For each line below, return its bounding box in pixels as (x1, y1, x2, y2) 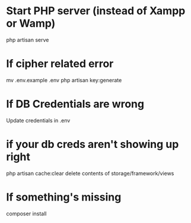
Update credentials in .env (6, 117, 71, 124)
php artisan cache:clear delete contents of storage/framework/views (6, 170, 174, 177)
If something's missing (6, 190, 122, 203)
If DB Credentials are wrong (6, 98, 144, 111)
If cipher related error (6, 57, 114, 70)
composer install (6, 210, 47, 217)
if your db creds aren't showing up (6, 138, 179, 151)
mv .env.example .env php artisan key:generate (6, 76, 122, 83)
